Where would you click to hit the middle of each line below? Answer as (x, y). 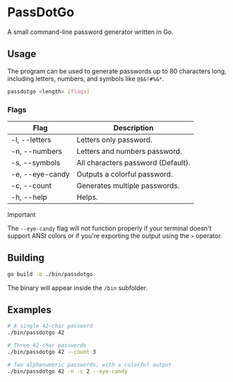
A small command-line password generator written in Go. (91, 32)
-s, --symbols (36, 162)
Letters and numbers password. (129, 151)
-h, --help (29, 197)
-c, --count (31, 186)
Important (22, 214)
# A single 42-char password (50, 326)
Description (133, 128)
